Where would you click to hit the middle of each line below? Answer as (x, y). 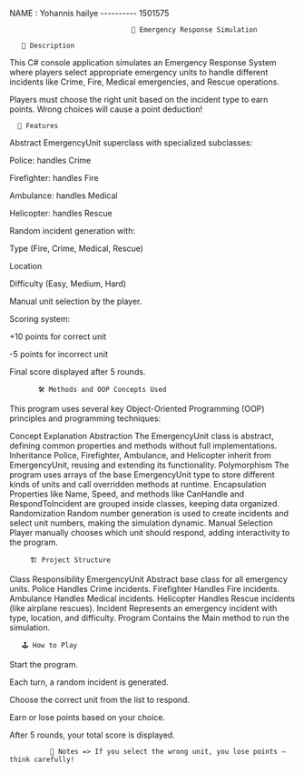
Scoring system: (40, 319)
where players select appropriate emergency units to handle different (139, 72)
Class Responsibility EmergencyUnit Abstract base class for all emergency (149, 579)
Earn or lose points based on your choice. (88, 717)
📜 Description (48, 45)
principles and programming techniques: (85, 418)
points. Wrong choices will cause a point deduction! (106, 109)
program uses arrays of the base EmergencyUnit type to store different (142, 475)
